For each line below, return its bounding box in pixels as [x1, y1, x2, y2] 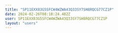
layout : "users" [5, 20, 38, 26]
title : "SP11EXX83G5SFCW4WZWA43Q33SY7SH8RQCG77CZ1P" [5, 7, 114, 12]
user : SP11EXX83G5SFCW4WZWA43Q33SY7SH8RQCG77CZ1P [5, 16, 108, 21]
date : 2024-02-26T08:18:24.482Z [5, 12, 70, 16]
